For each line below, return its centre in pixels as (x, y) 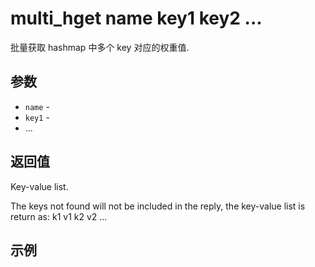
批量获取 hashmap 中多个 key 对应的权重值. (100, 47)
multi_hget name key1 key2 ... (136, 18)
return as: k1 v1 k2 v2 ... (59, 216)
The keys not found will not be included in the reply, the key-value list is (158, 206)
